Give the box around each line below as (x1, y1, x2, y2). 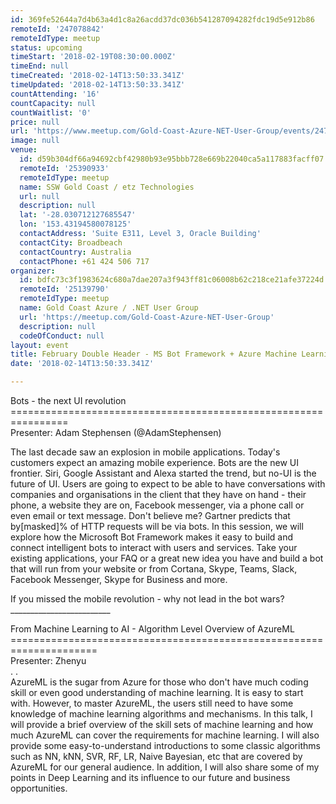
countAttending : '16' (10, 89, 101, 99)
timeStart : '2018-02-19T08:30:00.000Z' (10, 52, 177, 62)
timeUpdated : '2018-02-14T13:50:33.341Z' (10, 80, 186, 90)
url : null (19, 191, 60, 201)
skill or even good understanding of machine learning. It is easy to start (10, 687, 304, 698)
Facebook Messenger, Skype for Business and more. (10, 574, 228, 585)
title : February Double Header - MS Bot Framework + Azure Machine (10, 349, 298, 360)
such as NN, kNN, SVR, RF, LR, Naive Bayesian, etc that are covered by (10, 751, 303, 762)
